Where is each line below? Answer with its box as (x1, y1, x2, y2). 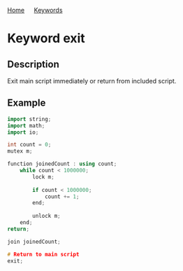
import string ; (7, 116, 52, 123)
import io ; (7, 129, 39, 136)
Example (7, 97, 46, 109)
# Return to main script (7, 251, 80, 258)
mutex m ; (7, 148, 33, 155)
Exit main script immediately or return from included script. (7, 77, 177, 85)
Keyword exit (7, 31, 85, 46)
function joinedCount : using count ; (7, 160, 117, 167)
